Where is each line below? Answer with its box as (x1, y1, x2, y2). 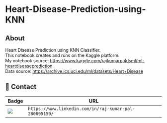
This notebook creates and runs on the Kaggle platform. (5, 52, 120, 58)
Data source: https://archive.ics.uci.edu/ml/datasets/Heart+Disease (5, 68, 143, 74)
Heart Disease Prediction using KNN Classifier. (5, 47, 101, 53)
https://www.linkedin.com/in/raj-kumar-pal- (28, 106, 135, 112)
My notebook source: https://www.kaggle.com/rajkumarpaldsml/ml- (5, 58, 145, 63)
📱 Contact (5, 83, 37, 91)
